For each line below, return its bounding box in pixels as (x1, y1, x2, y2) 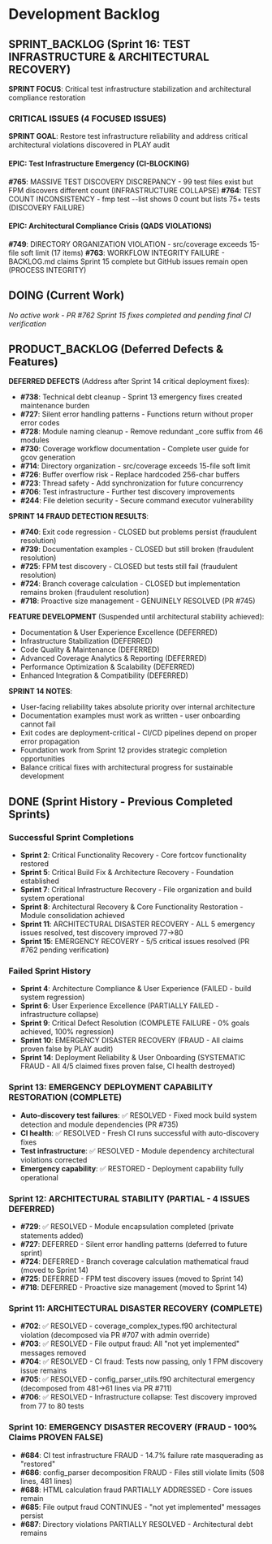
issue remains (19, 1365, 67, 1376)
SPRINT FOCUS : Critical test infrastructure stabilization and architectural (8, 84, 252, 93)
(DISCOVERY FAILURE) (8, 202, 85, 212)
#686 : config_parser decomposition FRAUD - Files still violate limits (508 (19, 1467, 265, 1477)
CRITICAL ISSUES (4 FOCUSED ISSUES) (8, 113, 166, 124)
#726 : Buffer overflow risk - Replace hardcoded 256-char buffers (19, 470, 240, 480)
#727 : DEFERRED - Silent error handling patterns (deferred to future (19, 1239, 248, 1249)
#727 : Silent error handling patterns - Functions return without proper (19, 409, 253, 419)
